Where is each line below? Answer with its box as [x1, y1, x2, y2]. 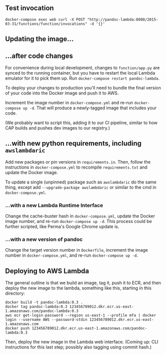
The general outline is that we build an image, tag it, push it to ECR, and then [5, 280, 161, 286]
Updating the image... [5, 35, 74, 44]
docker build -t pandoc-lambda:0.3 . [5, 300, 83, 305]
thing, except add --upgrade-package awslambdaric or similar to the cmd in [5, 184, 157, 190]
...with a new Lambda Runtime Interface [5, 202, 103, 209]
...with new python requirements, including [5, 139, 142, 148]
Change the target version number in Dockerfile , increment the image [5, 247, 148, 253]
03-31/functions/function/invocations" [5, 21, 88, 26]
